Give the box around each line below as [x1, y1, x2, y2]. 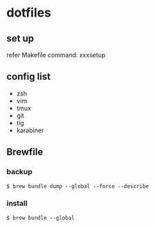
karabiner [16, 126, 44, 134]
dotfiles [6, 5, 52, 21]
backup [6, 167, 32, 177]
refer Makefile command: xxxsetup [6, 51, 106, 59]
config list [6, 71, 51, 82]
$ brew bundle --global [6, 214, 75, 221]
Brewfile [6, 146, 43, 158]
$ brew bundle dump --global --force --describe [6, 182, 149, 190]
